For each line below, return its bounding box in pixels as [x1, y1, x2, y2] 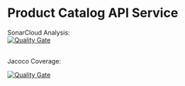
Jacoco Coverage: [7, 56, 62, 65]
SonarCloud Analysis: [7, 28, 70, 37]
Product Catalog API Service [7, 5, 179, 21]
